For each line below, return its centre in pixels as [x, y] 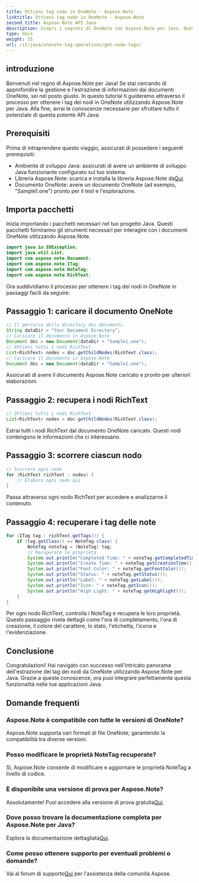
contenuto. [19, 503]
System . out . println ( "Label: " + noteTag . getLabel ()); [95, 580]
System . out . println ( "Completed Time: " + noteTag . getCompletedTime [112, 558]
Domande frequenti [43, 703]
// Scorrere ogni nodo [34, 469]
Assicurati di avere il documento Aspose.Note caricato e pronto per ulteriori [98, 375]
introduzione [30, 69]
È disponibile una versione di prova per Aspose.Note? [85, 789]
